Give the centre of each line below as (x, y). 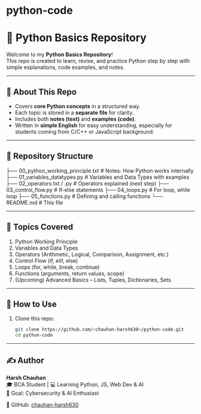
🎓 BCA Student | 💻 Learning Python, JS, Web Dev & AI (75, 384)
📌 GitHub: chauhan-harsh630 (42, 404)
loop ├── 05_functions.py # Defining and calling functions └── (85, 196)
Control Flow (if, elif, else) (46, 260)
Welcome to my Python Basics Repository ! (60, 55)
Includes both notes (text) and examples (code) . (75, 119)
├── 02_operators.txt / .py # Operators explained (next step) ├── (88, 183)
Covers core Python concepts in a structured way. (77, 106)
